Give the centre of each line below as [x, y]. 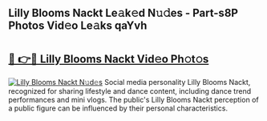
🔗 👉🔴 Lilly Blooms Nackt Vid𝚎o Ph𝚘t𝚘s [109, 59]
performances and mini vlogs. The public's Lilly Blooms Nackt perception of [133, 100]
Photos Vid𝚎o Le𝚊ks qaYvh [78, 26]
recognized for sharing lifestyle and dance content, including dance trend [129, 91]
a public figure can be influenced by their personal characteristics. [118, 108]
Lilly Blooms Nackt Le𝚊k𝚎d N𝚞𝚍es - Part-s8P [123, 13]
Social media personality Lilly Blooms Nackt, [177, 82]
